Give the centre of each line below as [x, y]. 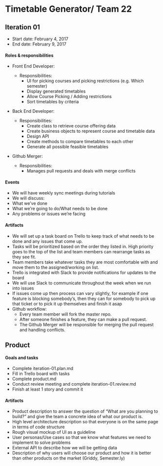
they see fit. [24, 257]
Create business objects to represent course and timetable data [91, 131]
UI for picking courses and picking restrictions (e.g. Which [85, 81]
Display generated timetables [56, 91]
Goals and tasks [22, 357]
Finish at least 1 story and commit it [48, 389]
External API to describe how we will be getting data [64, 448]
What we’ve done [30, 203]
